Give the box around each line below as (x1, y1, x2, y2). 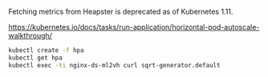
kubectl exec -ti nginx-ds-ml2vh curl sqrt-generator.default (8, 61, 221, 69)
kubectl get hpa (8, 54, 63, 62)
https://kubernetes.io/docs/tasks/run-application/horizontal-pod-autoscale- (8, 22, 260, 31)
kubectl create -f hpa (8, 47, 84, 55)
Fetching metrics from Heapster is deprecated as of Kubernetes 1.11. (8, 7, 233, 16)
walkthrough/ (8, 31, 52, 40)
